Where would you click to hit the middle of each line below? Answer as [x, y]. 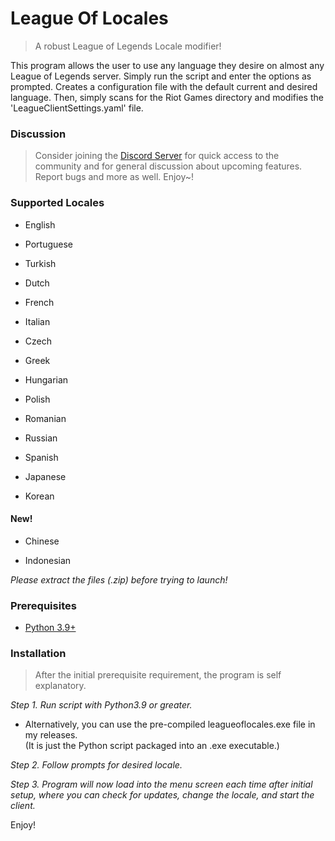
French [39, 302]
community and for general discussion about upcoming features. [168, 166]
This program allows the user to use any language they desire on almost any [167, 65]
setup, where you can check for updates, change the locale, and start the [162, 795]
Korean [39, 496]
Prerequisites [43, 605]
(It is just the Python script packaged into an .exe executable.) [152, 746]
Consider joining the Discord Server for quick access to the [157, 156]
